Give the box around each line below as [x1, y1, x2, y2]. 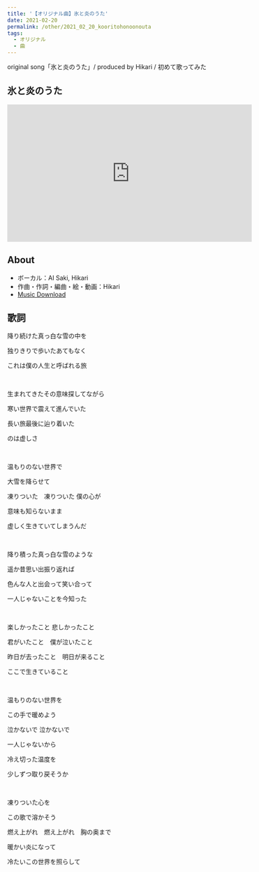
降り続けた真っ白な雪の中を [7, 332, 87, 340]
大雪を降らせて [7, 477, 50, 486]
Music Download [17, 290, 66, 299]
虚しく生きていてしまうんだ [7, 522, 87, 530]
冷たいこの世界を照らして [7, 857, 81, 866]
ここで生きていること [7, 668, 68, 676]
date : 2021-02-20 [7, 17, 58, 24]
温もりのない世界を [7, 696, 63, 705]
